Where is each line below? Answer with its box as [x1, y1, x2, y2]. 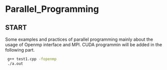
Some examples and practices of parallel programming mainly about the [5, 36, 154, 42]
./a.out [7, 61, 23, 66]
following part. [5, 47, 35, 53]
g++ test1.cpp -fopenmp [7, 57, 57, 62]
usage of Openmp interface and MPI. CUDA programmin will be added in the [5, 42, 163, 48]
